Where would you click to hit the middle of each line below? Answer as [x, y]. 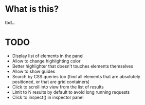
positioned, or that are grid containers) [51, 82]
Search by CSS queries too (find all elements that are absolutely [76, 76]
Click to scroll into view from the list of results [58, 87]
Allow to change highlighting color [46, 61]
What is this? [32, 9]
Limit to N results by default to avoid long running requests [71, 92]
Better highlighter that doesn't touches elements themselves [72, 66]
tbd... [10, 22]
